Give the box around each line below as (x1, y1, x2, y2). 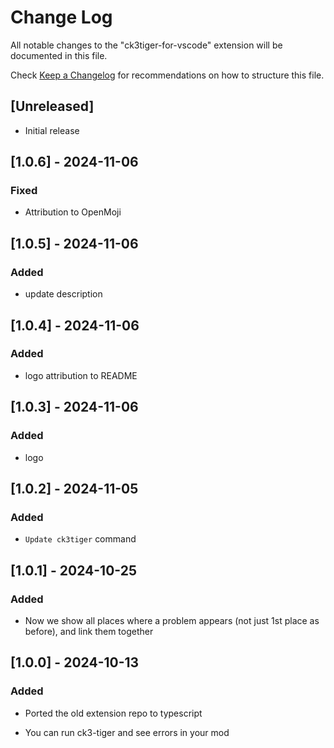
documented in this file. (10, 49, 108, 61)
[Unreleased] (10, 98, 95, 115)
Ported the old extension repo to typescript (24, 707, 203, 719)
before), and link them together (24, 625, 154, 637)
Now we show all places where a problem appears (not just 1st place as (24, 614, 320, 626)
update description (24, 288, 103, 300)
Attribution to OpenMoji (24, 206, 122, 218)
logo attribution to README (24, 369, 138, 381)
